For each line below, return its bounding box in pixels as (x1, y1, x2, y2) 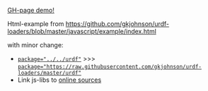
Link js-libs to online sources (17, 75, 102, 84)
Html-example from (7, 20, 64, 28)
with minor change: (7, 41, 64, 49)
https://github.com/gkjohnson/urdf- (65, 20, 170, 28)
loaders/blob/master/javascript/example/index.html (7, 28, 157, 35)
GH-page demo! (7, 6, 54, 14)
